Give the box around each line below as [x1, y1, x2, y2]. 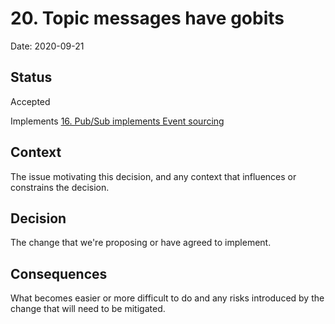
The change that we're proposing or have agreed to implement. [10, 237, 272, 249]
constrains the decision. [10, 181, 110, 193]
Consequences [10, 265, 108, 282]
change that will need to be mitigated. [10, 303, 166, 315]
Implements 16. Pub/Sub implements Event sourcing [10, 115, 225, 127]
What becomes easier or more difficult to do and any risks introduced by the [10, 292, 325, 304]
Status [10, 69, 53, 86]
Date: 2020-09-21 [10, 40, 85, 52]
